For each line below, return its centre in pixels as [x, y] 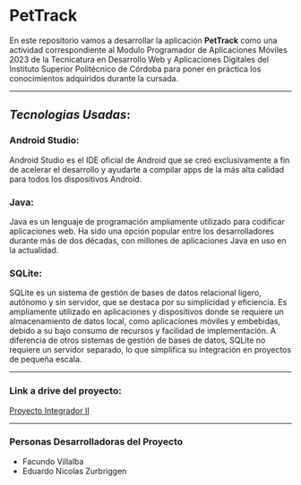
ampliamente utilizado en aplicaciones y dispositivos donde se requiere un [147, 312]
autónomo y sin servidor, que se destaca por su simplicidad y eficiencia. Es [148, 302]
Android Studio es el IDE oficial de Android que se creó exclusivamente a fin [150, 160]
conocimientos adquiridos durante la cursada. [94, 78]
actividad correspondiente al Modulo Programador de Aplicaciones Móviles [149, 49]
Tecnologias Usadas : [70, 115]
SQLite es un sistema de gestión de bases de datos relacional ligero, [135, 293]
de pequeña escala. [46, 360]
